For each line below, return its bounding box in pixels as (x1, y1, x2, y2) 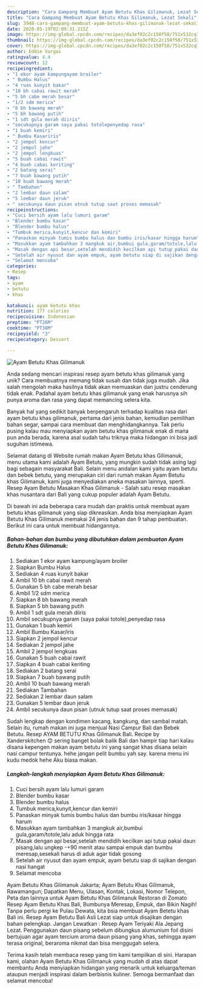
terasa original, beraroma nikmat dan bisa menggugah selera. (7, 940, 160, 947)
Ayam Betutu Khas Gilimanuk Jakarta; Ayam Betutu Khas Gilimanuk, (7, 881, 176, 889)
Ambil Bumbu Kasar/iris (15, 629, 74, 636)
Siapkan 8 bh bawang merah (15, 596, 88, 604)
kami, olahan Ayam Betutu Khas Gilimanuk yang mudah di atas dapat (7, 958, 178, 965)
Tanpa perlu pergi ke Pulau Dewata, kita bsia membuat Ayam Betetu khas (7, 907, 189, 915)
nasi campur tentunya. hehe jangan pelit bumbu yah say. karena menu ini (7, 750, 189, 757)
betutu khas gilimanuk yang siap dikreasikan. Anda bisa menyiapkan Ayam (7, 509, 192, 516)
